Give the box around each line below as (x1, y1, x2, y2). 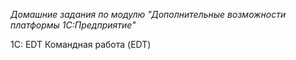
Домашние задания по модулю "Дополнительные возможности (10, 9, 287, 20)
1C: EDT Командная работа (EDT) (10, 39, 152, 50)
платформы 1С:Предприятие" (10, 19, 137, 31)
